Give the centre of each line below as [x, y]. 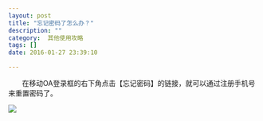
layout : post [30, 16]
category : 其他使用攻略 [46, 38]
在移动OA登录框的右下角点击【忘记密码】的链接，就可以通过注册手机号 [139, 83]
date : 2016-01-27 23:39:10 [53, 53]
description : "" [35, 30]
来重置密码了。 [33, 93]
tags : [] [23, 45]
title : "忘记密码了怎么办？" [51, 23]
